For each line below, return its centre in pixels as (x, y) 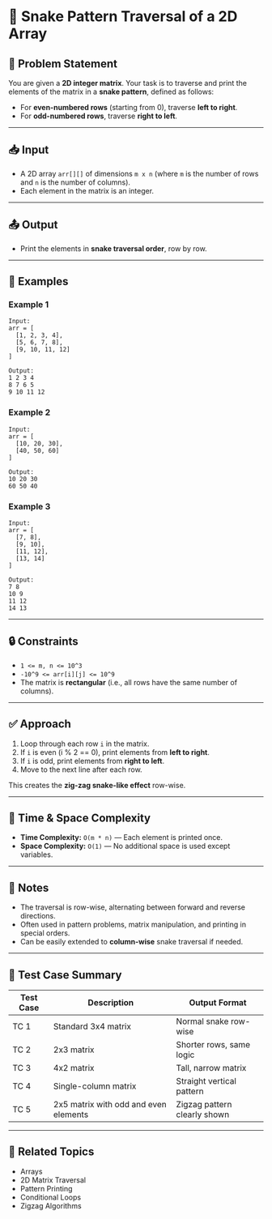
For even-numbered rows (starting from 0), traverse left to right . (129, 107)
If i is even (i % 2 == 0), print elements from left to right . (115, 752)
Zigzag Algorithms (51, 1205)
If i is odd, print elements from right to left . (92, 761)
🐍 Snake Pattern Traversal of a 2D (123, 17)
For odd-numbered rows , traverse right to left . (99, 116)
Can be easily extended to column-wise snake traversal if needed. (132, 942)
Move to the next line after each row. (81, 769)
